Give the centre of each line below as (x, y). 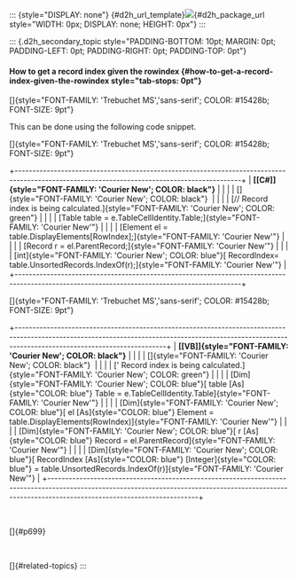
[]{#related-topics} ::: (48, 566)
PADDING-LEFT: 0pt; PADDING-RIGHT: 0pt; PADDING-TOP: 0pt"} (128, 51)
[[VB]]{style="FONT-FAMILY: (234, 347)
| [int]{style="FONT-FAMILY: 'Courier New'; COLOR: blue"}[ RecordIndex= (144, 255)
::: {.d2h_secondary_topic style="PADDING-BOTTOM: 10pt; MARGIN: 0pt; (143, 41)
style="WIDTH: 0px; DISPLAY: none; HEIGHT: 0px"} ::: (108, 24)
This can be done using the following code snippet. (103, 127)
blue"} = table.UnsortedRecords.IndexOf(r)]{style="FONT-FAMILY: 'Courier (146, 469)
